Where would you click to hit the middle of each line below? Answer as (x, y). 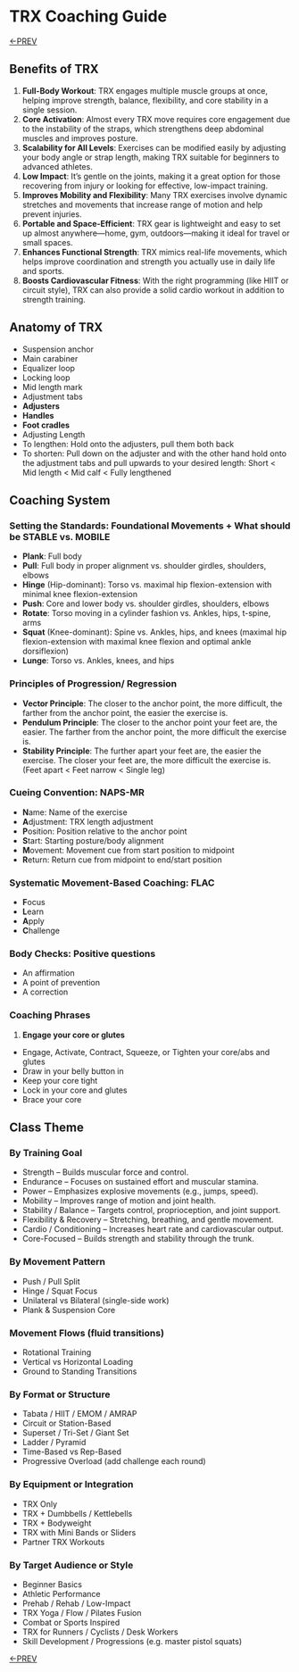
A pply (33, 921)
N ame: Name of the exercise (75, 812)
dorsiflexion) (46, 651)
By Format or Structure (60, 1394)
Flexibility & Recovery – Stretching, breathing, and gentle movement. (148, 1219)
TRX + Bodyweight (57, 1523)
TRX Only (40, 1504)
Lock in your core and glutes (75, 1090)
